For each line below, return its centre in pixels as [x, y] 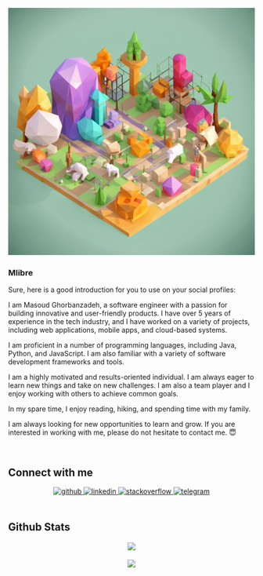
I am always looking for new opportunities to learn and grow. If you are [122, 425]
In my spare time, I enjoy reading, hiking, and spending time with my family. [130, 409]
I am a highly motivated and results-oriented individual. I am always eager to [131, 377]
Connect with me [51, 472]
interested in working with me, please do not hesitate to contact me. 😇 [122, 432]
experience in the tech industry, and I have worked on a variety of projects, [129, 322]
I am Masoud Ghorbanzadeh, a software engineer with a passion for [118, 305]
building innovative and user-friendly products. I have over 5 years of [119, 313]
